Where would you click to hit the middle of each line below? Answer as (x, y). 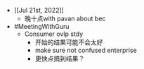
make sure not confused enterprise (86, 50)
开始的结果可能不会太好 (69, 42)
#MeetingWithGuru (41, 26)
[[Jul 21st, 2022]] (39, 10)
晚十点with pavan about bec (65, 18)
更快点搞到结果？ (60, 58)
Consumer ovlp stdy (54, 34)
